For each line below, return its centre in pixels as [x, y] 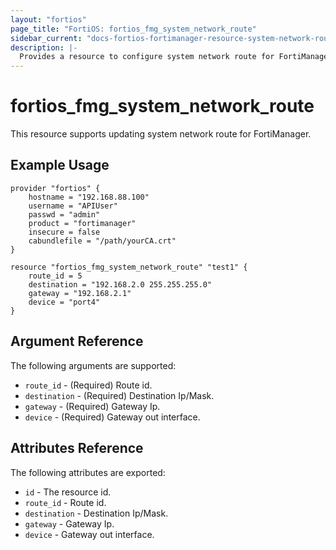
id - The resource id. [68, 492]
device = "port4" [64, 302]
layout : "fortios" [48, 19]
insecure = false [64, 232]
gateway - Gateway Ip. [69, 523]
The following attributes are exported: [88, 472]
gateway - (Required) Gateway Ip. [92, 406]
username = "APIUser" [73, 206]
